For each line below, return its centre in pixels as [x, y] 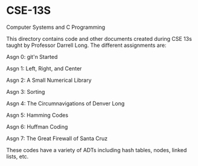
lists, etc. [18, 156]
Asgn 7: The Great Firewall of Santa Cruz [57, 138]
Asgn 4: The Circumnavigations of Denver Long [65, 103]
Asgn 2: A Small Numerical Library [49, 80]
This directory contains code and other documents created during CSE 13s [99, 38]
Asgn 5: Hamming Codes [37, 115]
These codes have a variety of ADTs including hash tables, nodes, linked [97, 150]
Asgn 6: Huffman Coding [37, 126]
